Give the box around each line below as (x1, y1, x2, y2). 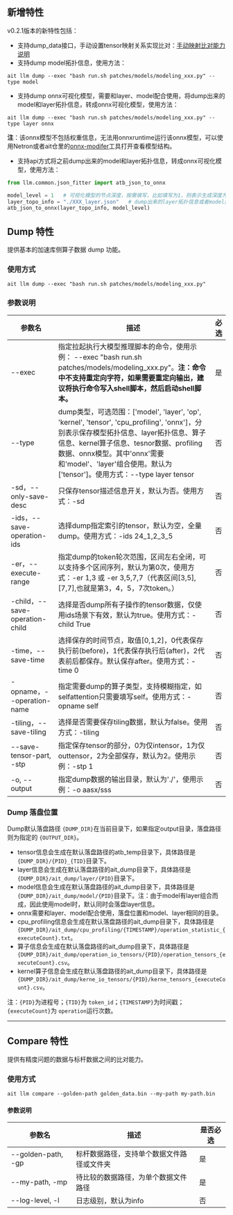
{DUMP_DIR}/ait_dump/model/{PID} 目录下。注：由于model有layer (17, 892, 200, 900)
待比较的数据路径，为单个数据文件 (76, 1173, 187, 1182)
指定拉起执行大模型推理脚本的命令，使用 (58, 341, 191, 351)
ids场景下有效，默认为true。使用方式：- (64, 610, 196, 620)
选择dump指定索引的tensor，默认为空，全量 (58, 521, 202, 530)
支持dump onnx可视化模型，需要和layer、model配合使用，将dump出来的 (17, 91, 225, 99)
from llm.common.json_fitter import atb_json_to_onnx (7, 179, 166, 186)
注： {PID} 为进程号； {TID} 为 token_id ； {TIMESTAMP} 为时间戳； (7, 998, 184, 1006)
